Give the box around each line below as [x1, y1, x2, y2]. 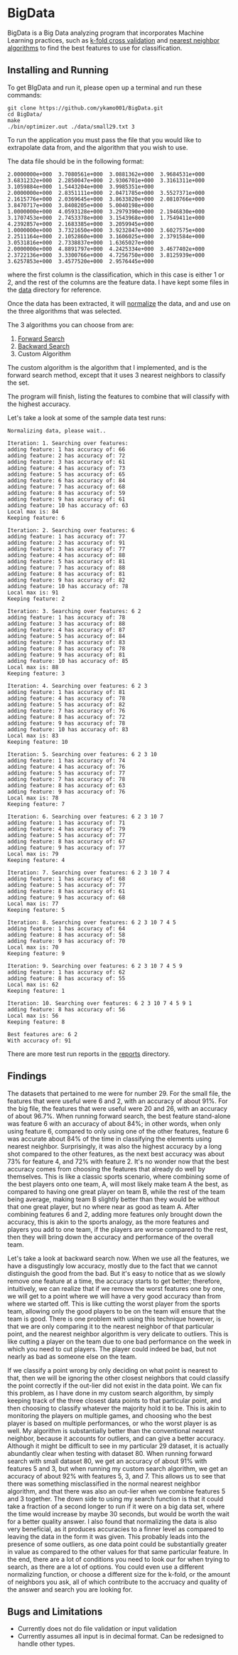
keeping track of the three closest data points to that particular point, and [7, 1396, 222, 1405]
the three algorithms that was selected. [7, 307, 122, 315]
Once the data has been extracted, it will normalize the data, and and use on [7, 299, 231, 307]
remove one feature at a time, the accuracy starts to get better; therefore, [7, 1277, 222, 1285]
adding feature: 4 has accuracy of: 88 [7, 551, 126, 559]
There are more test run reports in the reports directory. [7, 1049, 171, 1058]
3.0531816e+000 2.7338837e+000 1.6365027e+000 [7, 239, 154, 246]
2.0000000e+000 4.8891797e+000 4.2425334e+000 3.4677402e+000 [7, 245, 205, 252]
